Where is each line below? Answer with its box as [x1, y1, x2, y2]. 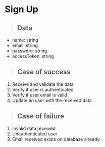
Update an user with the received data [12, 97, 92, 103]
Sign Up [5, 4, 38, 15]
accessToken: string [12, 53, 54, 59]
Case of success [17, 68, 71, 76]
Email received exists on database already [12, 136, 100, 142]
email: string [12, 42, 38, 48]
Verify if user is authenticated [12, 86, 74, 92]
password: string [12, 48, 47, 54]
